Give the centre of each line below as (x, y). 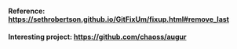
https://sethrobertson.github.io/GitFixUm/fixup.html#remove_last (119, 19)
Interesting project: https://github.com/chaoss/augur (97, 37)
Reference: (27, 11)
